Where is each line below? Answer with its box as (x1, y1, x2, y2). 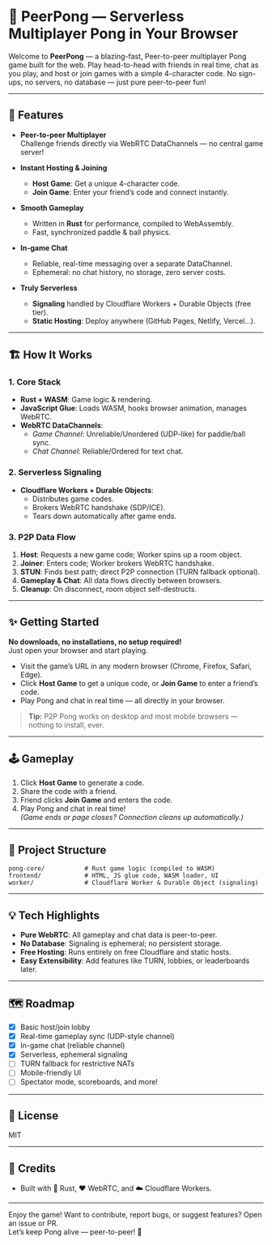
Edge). (19, 669, 43, 680)
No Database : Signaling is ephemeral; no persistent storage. (19, 938, 223, 948)
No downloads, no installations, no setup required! (8, 637, 182, 646)
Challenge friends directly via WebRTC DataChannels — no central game (19, 138, 264, 148)
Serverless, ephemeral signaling (19, 1050, 128, 1059)
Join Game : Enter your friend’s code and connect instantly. (32, 187, 229, 197)
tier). (32, 307, 49, 317)
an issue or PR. (8, 1218, 59, 1228)
